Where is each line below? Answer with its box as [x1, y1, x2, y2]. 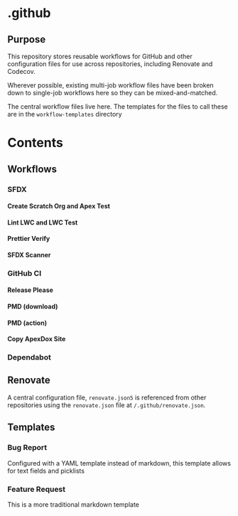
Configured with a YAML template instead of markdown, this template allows [7, 458, 231, 467]
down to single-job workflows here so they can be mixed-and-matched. [7, 89, 218, 97]
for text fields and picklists [7, 466, 85, 475]
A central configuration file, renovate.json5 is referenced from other [7, 393, 207, 402]
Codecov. [7, 68, 36, 75]
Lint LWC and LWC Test [7, 218, 78, 227]
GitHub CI [7, 268, 42, 278]
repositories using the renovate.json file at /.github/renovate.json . [7, 400, 206, 409]
